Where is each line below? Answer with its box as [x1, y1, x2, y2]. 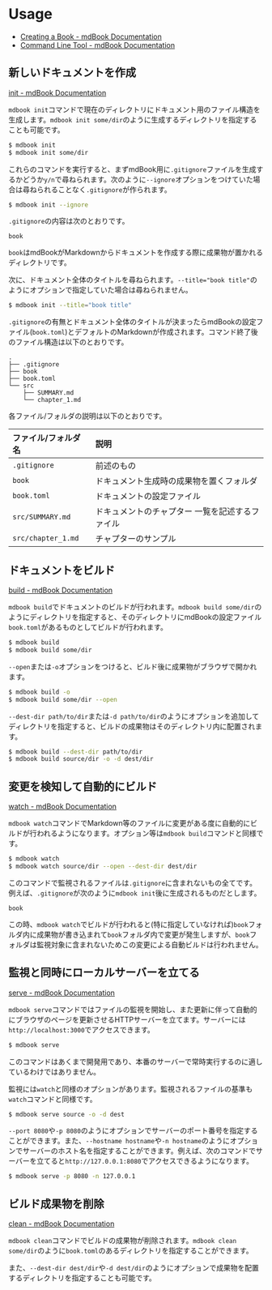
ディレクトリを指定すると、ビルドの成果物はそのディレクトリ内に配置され [8, 721, 256, 731]
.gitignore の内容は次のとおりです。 [8, 216, 130, 226]
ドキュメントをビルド [8, 563, 115, 577]
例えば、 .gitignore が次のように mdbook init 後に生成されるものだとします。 [8, 888, 261, 898]
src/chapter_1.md [12, 534, 79, 543]
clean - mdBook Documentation [8, 1219, 115, 1228]
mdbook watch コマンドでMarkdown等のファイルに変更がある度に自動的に [8, 818, 251, 828]
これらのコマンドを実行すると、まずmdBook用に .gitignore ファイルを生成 [8, 164, 257, 174]
